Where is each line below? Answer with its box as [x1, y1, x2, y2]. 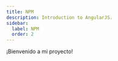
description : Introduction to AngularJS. [6, 14, 113, 21]
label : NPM [12, 25, 40, 32]
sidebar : [6, 20, 29, 26]
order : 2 [12, 31, 34, 37]
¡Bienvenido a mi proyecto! [6, 48, 73, 55]
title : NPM [6, 8, 34, 15]
